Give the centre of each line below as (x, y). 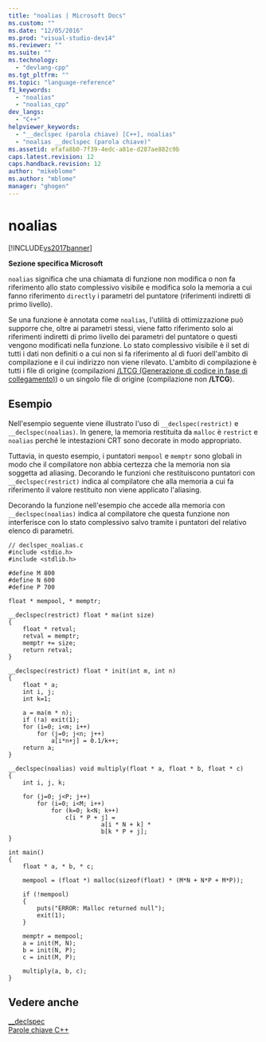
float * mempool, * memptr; (55, 601)
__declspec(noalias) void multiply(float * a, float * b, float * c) (126, 768)
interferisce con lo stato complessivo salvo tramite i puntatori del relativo (127, 522)
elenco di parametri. (41, 531)
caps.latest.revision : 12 (51, 156)
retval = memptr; (51, 636)
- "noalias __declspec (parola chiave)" (83, 142)
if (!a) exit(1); (51, 720)
